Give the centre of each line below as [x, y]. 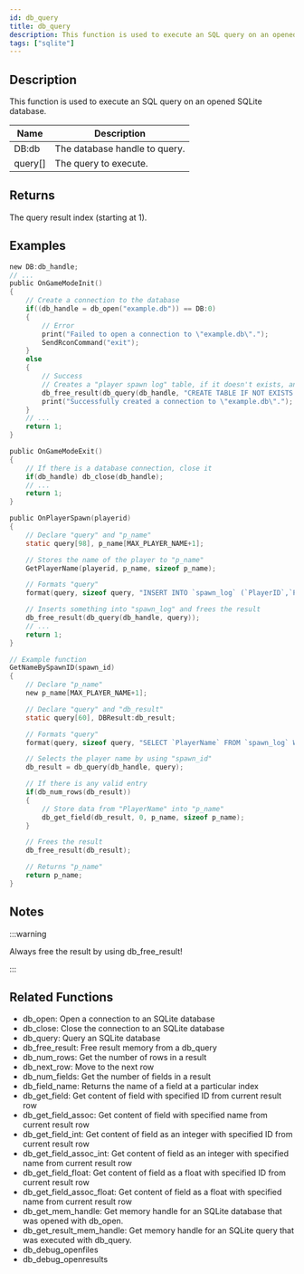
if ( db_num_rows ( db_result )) [78, 792]
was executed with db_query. [77, 1240]
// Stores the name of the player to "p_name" [115, 560]
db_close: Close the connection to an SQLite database [123, 1029]
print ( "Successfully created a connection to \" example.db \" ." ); [168, 401]
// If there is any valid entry [86, 784]
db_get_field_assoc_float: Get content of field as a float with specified [152, 1193]
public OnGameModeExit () [56, 452]
